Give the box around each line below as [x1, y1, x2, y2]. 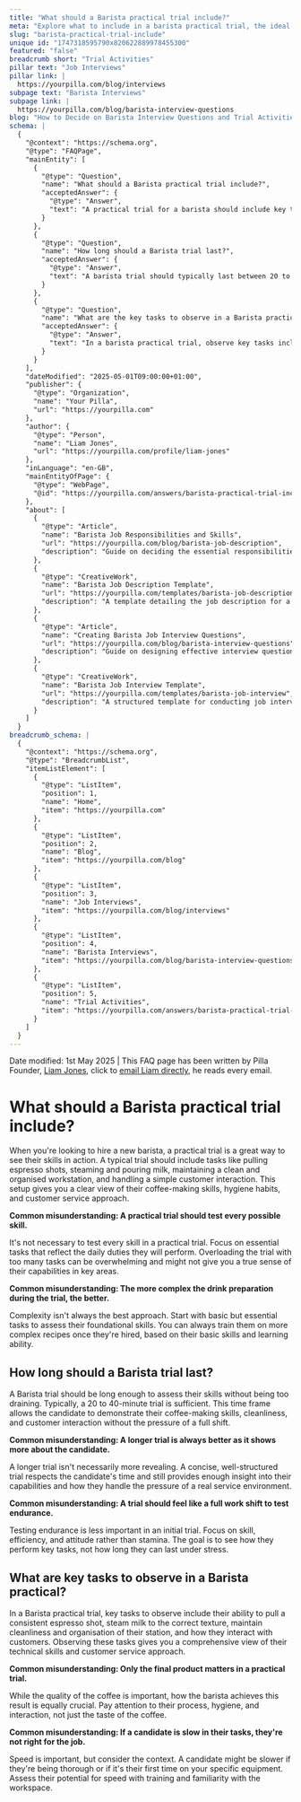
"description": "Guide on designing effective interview [41, 647, 258, 656]
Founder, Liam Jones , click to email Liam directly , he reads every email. [9, 1065, 272, 1076]
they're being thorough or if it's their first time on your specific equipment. [9, 1763, 284, 1773]
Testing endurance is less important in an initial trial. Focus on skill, [9, 1525, 256, 1535]
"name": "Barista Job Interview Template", [41, 680, 206, 689]
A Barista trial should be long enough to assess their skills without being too [9, 1388, 289, 1400]
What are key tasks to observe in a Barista [9, 1570, 249, 1585]
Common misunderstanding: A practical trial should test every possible [9, 1211, 281, 1221]
